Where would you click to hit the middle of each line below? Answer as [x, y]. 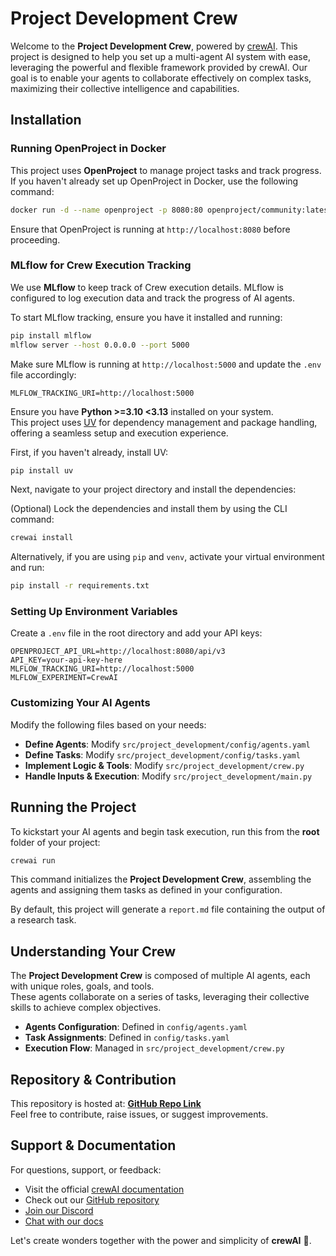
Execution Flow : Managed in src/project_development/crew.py [154, 1048]
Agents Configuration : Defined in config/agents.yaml [136, 1027]
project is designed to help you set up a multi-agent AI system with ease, [160, 56]
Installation [46, 120]
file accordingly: [43, 374]
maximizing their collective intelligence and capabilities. [125, 88]
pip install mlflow [51, 335]
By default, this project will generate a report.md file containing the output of [168, 909]
